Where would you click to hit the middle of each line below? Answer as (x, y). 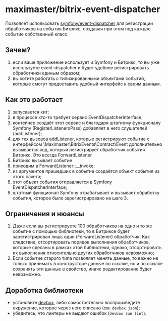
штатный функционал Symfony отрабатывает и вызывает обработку (86, 192)
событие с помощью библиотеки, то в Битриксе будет (71, 231)
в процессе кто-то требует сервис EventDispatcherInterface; (77, 117)
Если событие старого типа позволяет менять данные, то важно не (85, 258)
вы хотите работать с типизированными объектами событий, (79, 78)
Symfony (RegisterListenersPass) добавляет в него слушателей (80, 128)
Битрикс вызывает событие (42, 160)
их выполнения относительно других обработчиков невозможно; (83, 253)
